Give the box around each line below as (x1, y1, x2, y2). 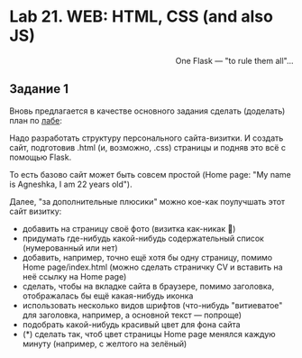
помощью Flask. (9, 151, 72, 162)
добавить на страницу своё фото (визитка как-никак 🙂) (22, 223, 236, 234)
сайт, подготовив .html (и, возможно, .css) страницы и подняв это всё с (9, 142, 287, 152)
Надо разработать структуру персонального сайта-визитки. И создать (9, 133, 284, 143)
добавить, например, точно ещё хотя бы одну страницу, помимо (22, 252, 273, 262)
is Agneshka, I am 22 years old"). (9, 179, 133, 189)
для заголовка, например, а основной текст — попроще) (22, 309, 242, 320)
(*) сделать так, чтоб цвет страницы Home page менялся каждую (22, 328, 277, 339)
